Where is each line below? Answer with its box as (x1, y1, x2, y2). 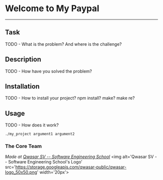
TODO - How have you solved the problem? (5, 68, 92, 74)
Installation (5, 82, 40, 90)
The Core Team (5, 143, 42, 150)
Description (5, 55, 41, 64)
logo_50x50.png (5, 169, 37, 175)
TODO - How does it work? (5, 122, 59, 128)
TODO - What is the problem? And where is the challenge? (5, 41, 122, 47)
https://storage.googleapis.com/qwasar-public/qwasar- (15, 164, 127, 170)
